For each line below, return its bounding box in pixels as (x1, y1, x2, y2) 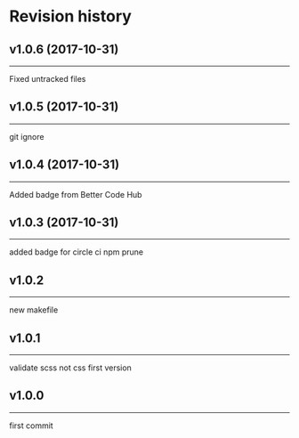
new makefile (9, 304, 59, 315)
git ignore (9, 131, 44, 142)
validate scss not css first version (9, 362, 132, 373)
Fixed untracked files (9, 74, 86, 84)
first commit (9, 420, 53, 431)
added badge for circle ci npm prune (9, 247, 144, 257)
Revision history (9, 6, 132, 27)
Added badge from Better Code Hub (9, 189, 142, 199)
